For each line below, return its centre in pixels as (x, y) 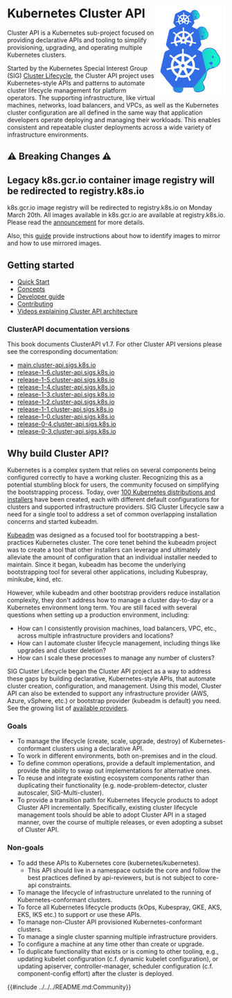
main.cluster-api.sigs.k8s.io (56, 365)
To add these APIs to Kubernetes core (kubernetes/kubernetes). (109, 863)
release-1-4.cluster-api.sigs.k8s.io (66, 387)
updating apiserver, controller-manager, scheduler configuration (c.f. (115, 966)
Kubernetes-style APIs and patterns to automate (76, 83)
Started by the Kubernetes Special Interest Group (77, 68)
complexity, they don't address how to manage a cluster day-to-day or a (110, 600)
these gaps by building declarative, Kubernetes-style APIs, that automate (111, 679)
